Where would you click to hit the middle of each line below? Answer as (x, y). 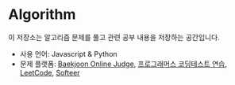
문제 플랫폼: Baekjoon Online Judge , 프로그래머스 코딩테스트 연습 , (123, 64)
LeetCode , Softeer (50, 72)
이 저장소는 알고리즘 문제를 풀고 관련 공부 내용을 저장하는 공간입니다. (114, 37)
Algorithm (42, 15)
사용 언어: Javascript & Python (68, 54)
